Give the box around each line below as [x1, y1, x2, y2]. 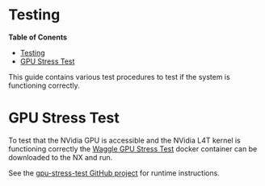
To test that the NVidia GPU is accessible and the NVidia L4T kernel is [8, 135, 241, 145]
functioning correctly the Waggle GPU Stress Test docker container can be [8, 143, 258, 154]
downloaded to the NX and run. [8, 152, 113, 162]
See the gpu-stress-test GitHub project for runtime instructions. [8, 167, 220, 178]
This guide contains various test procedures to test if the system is [8, 72, 230, 81]
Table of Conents [8, 32, 67, 42]
